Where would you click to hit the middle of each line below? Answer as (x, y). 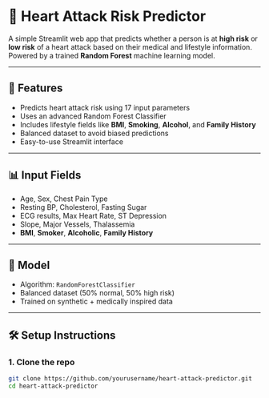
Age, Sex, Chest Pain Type (64, 199)
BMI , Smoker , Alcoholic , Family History (86, 232)
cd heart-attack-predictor (53, 386)
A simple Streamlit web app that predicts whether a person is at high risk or (133, 38)
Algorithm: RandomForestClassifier (78, 284)
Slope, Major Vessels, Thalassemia (77, 224)
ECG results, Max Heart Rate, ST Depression (93, 215)
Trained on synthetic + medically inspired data (96, 302)
